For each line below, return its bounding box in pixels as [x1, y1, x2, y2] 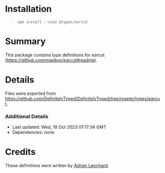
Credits [5, 147, 36, 157]
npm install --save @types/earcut [17, 20, 88, 24]
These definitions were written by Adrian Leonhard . [5, 163, 109, 169]
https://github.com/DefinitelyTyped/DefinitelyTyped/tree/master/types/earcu [5, 95, 160, 101]
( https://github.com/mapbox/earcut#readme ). [5, 57, 98, 63]
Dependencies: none [12, 130, 55, 135]
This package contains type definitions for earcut [5, 52, 105, 58]
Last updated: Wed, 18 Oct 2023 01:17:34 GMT [12, 124, 107, 130]
